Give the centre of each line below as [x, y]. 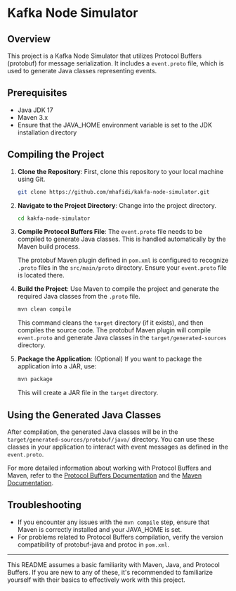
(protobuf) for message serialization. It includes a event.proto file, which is [116, 63]
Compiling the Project [56, 155]
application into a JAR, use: [57, 366]
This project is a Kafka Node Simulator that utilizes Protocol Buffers [105, 56]
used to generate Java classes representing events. [82, 71]
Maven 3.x [33, 117]
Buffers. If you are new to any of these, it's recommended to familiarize [110, 572]
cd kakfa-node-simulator [54, 218]
